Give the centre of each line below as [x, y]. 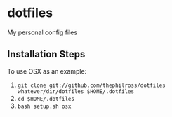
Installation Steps [46, 54]
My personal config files [42, 32]
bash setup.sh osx [44, 106]
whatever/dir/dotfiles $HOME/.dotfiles [76, 91]
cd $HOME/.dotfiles [46, 99]
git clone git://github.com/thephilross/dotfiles [92, 85]
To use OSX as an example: [47, 71]
